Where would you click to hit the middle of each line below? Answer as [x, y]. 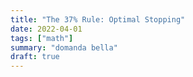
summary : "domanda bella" [64, 47]
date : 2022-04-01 [46, 29]
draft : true [35, 57]
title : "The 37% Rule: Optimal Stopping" [98, 19]
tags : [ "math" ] [42, 38]
